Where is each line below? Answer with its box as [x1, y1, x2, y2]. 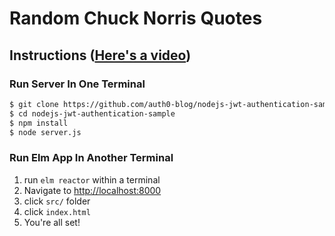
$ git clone [9, 99, 59, 109]
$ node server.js [9, 127, 82, 137]
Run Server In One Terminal [9, 77, 146, 91]
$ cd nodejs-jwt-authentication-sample [9, 108, 176, 119]
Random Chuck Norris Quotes [9, 7, 263, 30]
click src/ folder [23, 195, 91, 207]
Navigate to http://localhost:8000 [23, 184, 162, 196]
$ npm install [9, 118, 69, 128]
